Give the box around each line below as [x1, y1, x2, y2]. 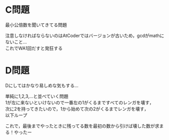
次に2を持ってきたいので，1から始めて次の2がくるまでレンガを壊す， [5, 106, 149, 112]
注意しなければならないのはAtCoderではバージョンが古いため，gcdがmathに [5, 32, 164, 38]
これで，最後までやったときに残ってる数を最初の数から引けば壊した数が [5, 123, 155, 129]
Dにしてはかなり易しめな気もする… [5, 82, 79, 88]
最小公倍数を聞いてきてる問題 [5, 22, 67, 28]
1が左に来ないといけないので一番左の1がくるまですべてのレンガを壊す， [5, 99, 154, 106]
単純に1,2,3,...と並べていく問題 [5, 93, 69, 99]
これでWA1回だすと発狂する [5, 45, 63, 51]
